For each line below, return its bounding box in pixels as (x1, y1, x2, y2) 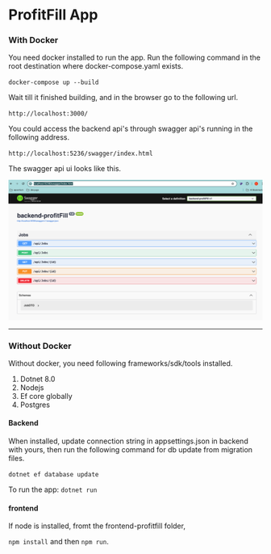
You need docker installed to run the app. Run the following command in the (8, 52, 261, 62)
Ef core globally (19, 391, 73, 401)
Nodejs (19, 382, 44, 392)
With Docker (8, 35, 59, 46)
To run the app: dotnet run (8, 485, 98, 494)
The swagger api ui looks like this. (8, 164, 122, 174)
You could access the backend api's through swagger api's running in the (8, 124, 253, 134)
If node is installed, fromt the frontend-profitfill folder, (8, 521, 186, 531)
